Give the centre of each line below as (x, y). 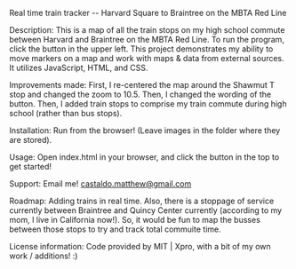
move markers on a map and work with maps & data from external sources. (147, 58)
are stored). (31, 140)
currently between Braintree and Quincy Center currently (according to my (146, 210)
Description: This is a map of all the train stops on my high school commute (147, 30)
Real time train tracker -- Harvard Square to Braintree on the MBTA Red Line (148, 13)
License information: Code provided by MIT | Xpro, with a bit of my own (140, 246)
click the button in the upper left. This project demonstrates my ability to (141, 49)
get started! (30, 166)
